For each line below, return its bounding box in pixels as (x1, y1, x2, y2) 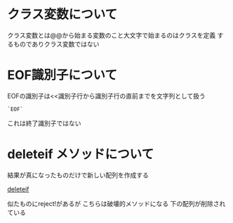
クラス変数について (7, 6, 118, 23)
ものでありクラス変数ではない (13, 39, 100, 48)
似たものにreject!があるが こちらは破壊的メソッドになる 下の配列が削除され (7, 199, 226, 208)
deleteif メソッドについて (7, 146, 154, 163)
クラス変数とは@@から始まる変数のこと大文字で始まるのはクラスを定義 (7, 31, 216, 39)
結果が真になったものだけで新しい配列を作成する (7, 170, 149, 179)
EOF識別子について (7, 68, 118, 83)
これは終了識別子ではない (7, 119, 81, 127)
